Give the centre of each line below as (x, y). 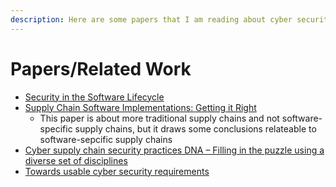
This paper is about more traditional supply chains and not (159, 118)
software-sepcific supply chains (106, 139)
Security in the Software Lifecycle (94, 97)
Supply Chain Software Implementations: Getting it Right (140, 107)
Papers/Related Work (101, 68)
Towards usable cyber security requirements (117, 171)
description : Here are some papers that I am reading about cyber (151, 19)
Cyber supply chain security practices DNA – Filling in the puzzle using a (174, 150)
